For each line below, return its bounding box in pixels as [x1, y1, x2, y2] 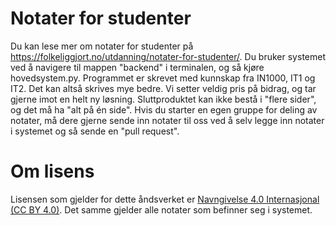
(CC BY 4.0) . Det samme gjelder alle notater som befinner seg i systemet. [10, 203, 313, 216]
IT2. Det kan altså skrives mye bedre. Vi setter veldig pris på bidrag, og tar [10, 82, 317, 94]
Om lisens [10, 160, 95, 183]
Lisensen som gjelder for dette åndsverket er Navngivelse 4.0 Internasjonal [10, 193, 320, 205]
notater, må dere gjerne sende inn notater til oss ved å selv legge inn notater [10, 114, 325, 126]
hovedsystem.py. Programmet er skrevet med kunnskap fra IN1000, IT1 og [10, 72, 316, 84]
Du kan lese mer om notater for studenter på [10, 40, 194, 52]
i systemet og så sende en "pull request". [10, 125, 180, 137]
